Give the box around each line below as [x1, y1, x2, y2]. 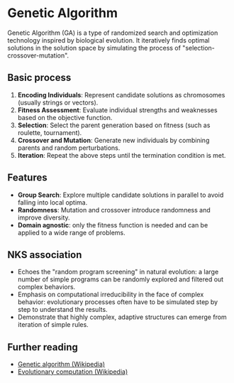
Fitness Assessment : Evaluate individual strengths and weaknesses [17, 105, 218, 114]
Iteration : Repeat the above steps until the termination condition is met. [17, 151, 226, 159]
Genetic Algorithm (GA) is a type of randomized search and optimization [7, 28, 218, 37]
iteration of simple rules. [17, 320, 89, 329]
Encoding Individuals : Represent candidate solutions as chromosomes [17, 90, 225, 99]
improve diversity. [17, 213, 70, 222]
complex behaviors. [17, 283, 76, 291]
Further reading [7, 341, 78, 353]
